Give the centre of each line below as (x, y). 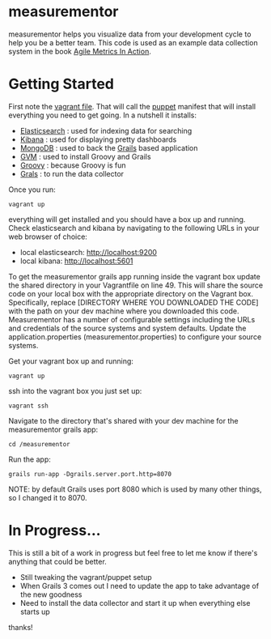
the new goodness (51, 594)
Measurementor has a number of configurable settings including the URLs (132, 319)
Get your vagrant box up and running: (71, 361)
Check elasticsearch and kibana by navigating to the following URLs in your (134, 228)
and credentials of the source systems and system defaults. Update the (127, 328)
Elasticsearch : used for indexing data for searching (106, 130)
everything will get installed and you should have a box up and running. (127, 219)
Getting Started (61, 84)
